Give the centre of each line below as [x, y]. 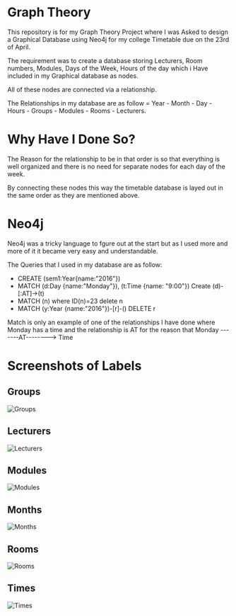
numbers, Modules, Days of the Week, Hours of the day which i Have [108, 68]
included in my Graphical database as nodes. [73, 76]
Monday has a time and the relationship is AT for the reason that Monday [113, 329]
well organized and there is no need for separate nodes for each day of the [117, 166]
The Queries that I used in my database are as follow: [85, 264]
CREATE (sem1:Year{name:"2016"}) [69, 278]
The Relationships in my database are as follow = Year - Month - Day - [110, 103]
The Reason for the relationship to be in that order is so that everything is [114, 159]
